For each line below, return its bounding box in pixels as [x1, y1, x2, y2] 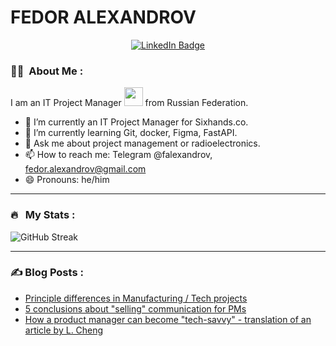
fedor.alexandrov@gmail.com [24, 163, 147, 175]
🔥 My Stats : [10, 208, 76, 222]
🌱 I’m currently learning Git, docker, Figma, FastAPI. [24, 127, 238, 139]
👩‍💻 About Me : [10, 64, 84, 78]
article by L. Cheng [24, 324, 104, 336]
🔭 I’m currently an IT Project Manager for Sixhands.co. [24, 116, 249, 128]
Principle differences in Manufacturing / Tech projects [24, 292, 248, 304]
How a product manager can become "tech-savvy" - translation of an [24, 313, 312, 325]
